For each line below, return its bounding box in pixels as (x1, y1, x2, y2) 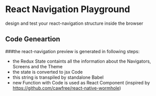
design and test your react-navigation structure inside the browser (5, 20, 143, 26)
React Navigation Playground (5, 4, 130, 15)
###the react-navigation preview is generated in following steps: (5, 48, 140, 54)
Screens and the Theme (12, 63, 63, 69)
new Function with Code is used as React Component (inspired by (12, 79, 150, 85)
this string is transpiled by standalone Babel (12, 74, 104, 80)
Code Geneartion (5, 35, 61, 43)
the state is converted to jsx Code (12, 69, 83, 75)
